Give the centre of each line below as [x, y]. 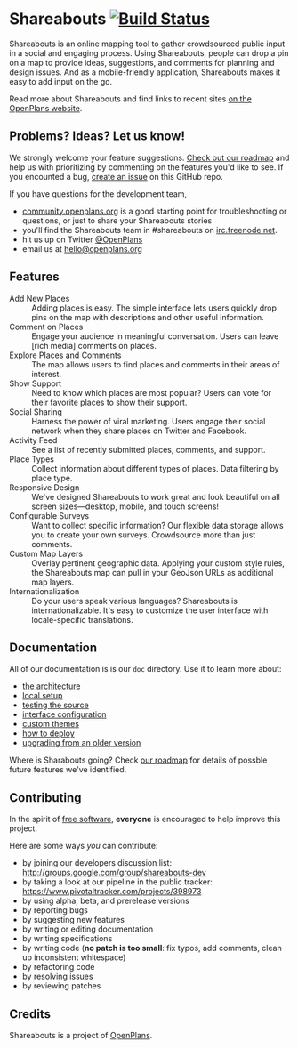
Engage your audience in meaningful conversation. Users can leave [155, 336]
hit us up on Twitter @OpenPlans [82, 239]
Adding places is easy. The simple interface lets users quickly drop [154, 308]
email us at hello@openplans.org [82, 248]
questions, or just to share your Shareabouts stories [117, 220]
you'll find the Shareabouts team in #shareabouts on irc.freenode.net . [149, 230]
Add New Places [40, 298]
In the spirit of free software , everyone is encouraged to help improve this [145, 819]
